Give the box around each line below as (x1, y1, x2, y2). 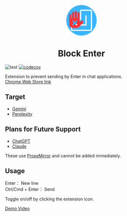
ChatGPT (12, 138, 31, 144)
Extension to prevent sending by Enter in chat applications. (5, 73, 123, 79)
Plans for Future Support (5, 125, 81, 134)
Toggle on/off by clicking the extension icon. (5, 196, 94, 202)
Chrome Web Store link (5, 79, 51, 84)
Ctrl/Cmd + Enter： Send (5, 186, 55, 192)
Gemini (12, 106, 27, 112)
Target (5, 93, 26, 101)
